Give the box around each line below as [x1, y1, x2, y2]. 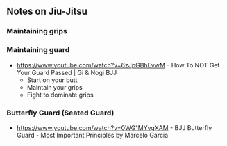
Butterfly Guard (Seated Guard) [6, 108, 115, 117]
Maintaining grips [6, 26, 67, 36]
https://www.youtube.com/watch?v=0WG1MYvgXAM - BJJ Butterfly [16, 123, 212, 131]
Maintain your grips [26, 83, 83, 91]
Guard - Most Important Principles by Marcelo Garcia [16, 131, 169, 139]
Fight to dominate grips [26, 90, 94, 99]
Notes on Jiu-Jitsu [6, 6, 88, 17]
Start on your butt [26, 76, 78, 84]
